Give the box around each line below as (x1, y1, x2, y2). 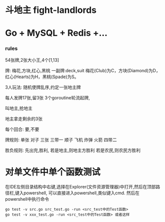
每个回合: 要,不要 (5, 126, 40, 132)
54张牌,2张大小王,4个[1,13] (5, 57, 59, 63)
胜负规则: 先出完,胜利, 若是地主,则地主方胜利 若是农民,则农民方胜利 (5, 147, 141, 153)
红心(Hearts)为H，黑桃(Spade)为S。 (5, 74, 79, 80)
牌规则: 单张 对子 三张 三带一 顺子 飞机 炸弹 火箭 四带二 (5, 136, 117, 142)
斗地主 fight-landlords (5, 4, 97, 16)
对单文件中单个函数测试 (5, 166, 101, 178)
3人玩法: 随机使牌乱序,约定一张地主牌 (5, 84, 81, 90)
